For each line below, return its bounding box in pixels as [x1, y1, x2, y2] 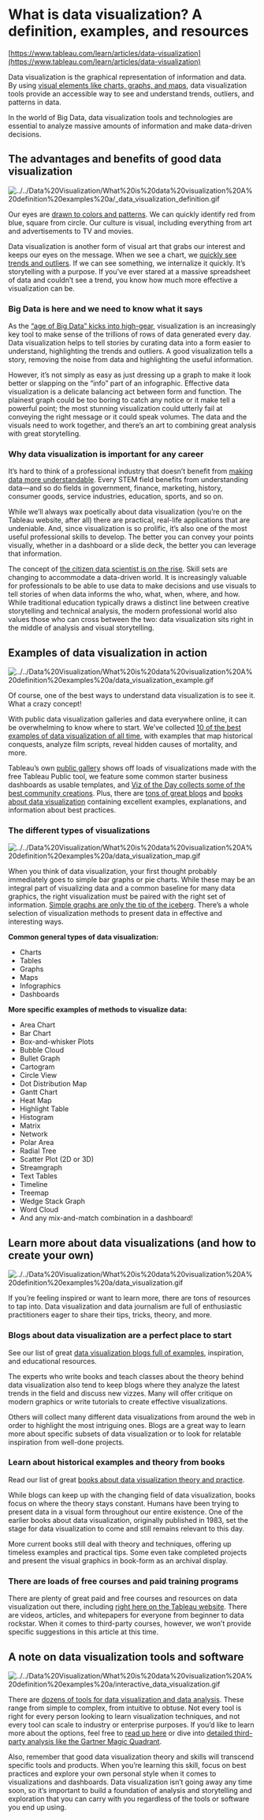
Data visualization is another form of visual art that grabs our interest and [8, 241, 246, 251]
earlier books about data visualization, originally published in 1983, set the [8, 1515, 248, 1524]
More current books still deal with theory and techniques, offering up [8, 1539, 232, 1548]
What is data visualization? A [8, 6, 203, 24]
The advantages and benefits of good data [8, 153, 222, 166]
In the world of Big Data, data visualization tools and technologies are [8, 112, 234, 122]
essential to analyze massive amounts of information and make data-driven [8, 121, 252, 130]
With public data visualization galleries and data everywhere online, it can [8, 714, 247, 724]
